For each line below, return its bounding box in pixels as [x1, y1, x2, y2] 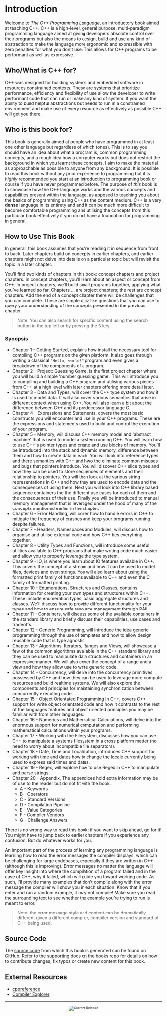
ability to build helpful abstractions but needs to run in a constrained [5, 101, 145, 106]
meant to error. [5, 900, 36, 906]
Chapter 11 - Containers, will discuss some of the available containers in [12, 611, 160, 617]
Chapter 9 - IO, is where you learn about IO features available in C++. [12, 558, 155, 564]
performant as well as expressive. [5, 51, 75, 58]
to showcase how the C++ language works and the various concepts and [5, 186, 155, 192]
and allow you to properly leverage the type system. [12, 553, 119, 559]
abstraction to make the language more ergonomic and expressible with [5, 41, 153, 47]
